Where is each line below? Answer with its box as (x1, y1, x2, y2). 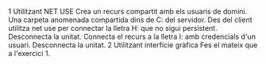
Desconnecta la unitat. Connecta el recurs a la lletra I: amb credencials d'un (8, 32, 256, 41)
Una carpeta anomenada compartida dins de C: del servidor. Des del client (8, 15, 253, 24)
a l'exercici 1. (8, 49, 50, 58)
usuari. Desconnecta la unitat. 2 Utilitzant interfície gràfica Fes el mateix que (8, 40, 258, 50)
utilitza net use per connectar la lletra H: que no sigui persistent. (8, 24, 218, 32)
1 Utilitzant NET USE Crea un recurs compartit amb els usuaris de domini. (8, 7, 248, 16)
